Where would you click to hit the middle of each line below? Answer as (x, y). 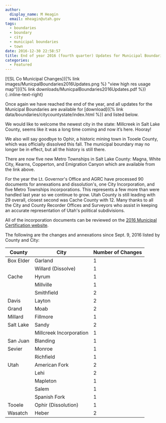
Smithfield (46, 293)
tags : (11, 23)
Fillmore (44, 317)
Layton (42, 301)
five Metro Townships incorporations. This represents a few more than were (82, 190)
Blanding (45, 341)
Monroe (43, 349)
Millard (16, 317)
